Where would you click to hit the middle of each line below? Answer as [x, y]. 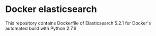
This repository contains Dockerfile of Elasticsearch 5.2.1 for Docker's [78, 23]
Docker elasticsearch [51, 9]
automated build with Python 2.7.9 [41, 28]
